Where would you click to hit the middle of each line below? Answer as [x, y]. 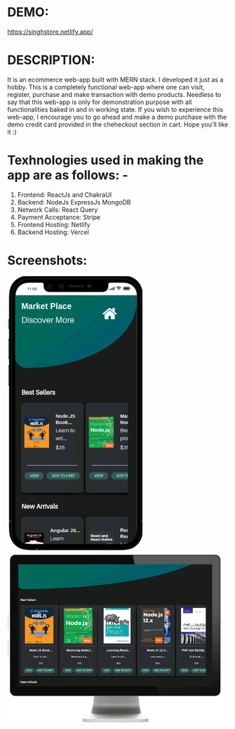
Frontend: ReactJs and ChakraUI [65, 195]
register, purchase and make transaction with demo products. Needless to [114, 94]
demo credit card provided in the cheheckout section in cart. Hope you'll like [118, 124]
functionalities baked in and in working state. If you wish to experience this [115, 109]
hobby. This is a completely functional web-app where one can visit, [106, 87]
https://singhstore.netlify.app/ [50, 32]
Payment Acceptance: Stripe [59, 217]
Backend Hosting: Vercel [53, 232]
